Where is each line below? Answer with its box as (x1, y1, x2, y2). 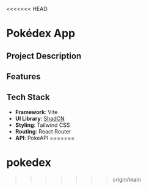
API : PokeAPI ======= (15, 134, 75, 141)
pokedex (6, 155, 52, 169)
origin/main (112, 176, 142, 183)
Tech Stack (6, 92, 50, 102)
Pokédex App (6, 27, 76, 40)
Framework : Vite (15, 108, 58, 115)
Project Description (6, 51, 82, 61)
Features (6, 71, 41, 82)
